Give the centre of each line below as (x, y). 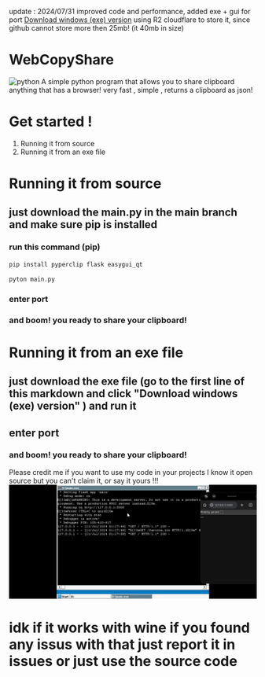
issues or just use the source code (123, 662)
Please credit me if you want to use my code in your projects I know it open (131, 472)
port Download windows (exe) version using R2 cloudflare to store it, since (130, 20)
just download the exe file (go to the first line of (127, 382)
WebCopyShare (62, 60)
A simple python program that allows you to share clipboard (138, 81)
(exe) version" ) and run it (73, 406)
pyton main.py (32, 279)
